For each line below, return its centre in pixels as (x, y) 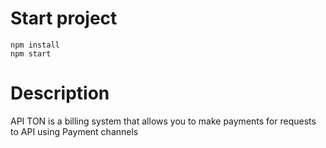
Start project (64, 18)
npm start (31, 53)
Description (60, 93)
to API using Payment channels (74, 131)
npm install (35, 45)
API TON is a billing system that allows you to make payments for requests (163, 121)
